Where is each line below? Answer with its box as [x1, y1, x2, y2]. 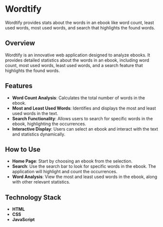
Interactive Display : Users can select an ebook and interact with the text [12, 126, 158, 132]
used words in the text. [12, 110, 58, 116]
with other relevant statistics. [12, 179, 71, 185]
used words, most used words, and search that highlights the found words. [5, 24, 155, 30]
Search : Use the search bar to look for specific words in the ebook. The [12, 163, 157, 169]
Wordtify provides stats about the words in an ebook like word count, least [5, 20, 154, 25]
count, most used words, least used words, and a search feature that [5, 62, 143, 68]
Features [5, 82, 33, 90]
